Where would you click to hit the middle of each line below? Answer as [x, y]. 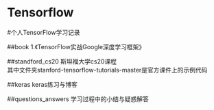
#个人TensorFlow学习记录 [44, 32]
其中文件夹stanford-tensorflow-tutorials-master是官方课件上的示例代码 [107, 70]
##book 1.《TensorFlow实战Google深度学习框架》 [76, 46]
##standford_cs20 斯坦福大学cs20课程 [62, 61]
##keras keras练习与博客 [42, 84]
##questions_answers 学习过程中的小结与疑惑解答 [78, 99]
